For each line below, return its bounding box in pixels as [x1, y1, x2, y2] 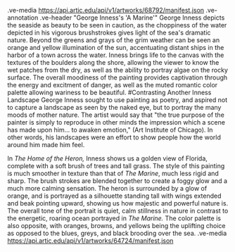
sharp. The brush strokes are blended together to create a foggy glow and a [7, 177, 227, 185]
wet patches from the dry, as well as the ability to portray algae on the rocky [7, 66, 229, 74]
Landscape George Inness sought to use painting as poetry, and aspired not [7, 96, 227, 104]
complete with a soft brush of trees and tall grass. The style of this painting [7, 162, 225, 170]
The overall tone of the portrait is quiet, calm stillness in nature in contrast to [7, 207, 229, 215]
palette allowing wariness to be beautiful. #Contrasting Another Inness [7, 88, 212, 96]
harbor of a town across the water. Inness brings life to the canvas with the [7, 51, 224, 59]
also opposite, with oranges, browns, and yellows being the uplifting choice [7, 222, 226, 229]
